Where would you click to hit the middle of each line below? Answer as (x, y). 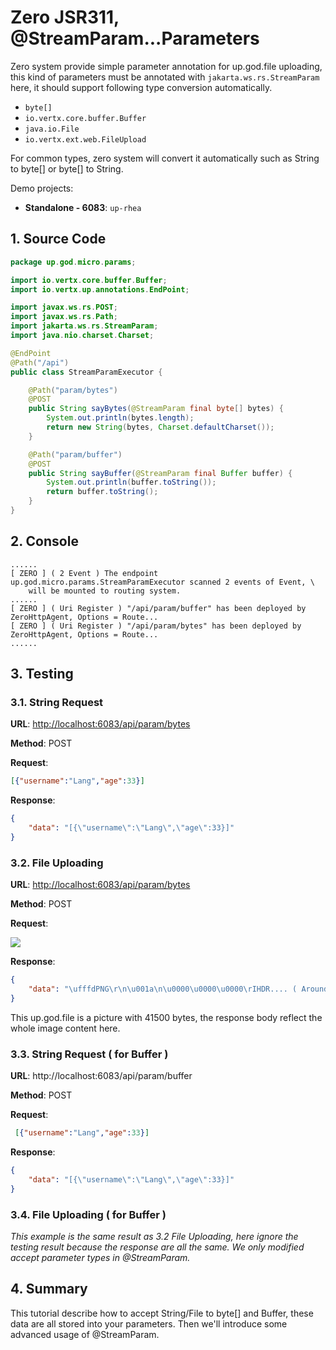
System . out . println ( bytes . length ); (120, 418)
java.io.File (52, 129)
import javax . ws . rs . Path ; (64, 317)
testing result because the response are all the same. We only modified (157, 1247)
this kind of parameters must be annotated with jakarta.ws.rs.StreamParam (165, 77)
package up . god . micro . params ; (73, 262)
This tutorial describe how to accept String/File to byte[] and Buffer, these (162, 1313)
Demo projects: (42, 188)
